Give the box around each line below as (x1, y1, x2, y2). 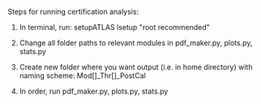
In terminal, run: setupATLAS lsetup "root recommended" (19, 23, 210, 31)
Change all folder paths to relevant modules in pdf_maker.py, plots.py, (19, 38, 253, 48)
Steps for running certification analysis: (7, 7, 139, 16)
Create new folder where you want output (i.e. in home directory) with (19, 62, 253, 72)
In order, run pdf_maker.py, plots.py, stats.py (19, 86, 169, 96)
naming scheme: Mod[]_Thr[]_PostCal (19, 71, 147, 80)
